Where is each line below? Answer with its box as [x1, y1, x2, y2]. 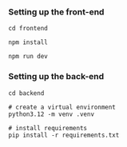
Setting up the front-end [8, 6, 105, 18]
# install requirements [8, 124, 88, 132]
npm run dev [8, 53, 48, 61]
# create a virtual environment [8, 103, 116, 111]
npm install [8, 38, 48, 46]
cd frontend [8, 25, 48, 33]
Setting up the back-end [8, 71, 105, 82]
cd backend [8, 89, 45, 97]
